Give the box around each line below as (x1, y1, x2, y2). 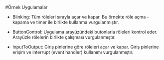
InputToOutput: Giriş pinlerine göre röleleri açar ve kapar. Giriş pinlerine (12, 44, 159, 49)
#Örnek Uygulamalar (5, 4, 48, 10)
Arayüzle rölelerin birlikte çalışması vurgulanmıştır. (12, 34, 116, 40)
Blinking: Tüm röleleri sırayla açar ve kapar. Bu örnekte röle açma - (12, 14, 150, 19)
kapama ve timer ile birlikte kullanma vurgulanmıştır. (12, 19, 119, 25)
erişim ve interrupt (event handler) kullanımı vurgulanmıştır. (12, 49, 134, 55)
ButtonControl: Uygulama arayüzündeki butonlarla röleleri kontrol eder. (12, 29, 158, 34)
